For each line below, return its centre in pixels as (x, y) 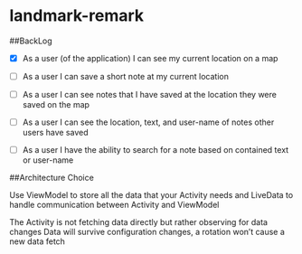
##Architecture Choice (52, 178)
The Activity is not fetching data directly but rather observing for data (139, 222)
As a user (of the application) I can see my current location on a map (150, 58)
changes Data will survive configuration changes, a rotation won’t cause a (147, 232)
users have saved (55, 133)
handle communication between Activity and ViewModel (114, 205)
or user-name (48, 160)
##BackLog (31, 41)
